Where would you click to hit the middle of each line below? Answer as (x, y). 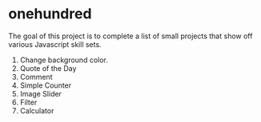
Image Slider (41, 93)
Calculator (37, 110)
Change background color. (64, 60)
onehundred (50, 14)
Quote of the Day (48, 68)
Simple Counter (46, 85)
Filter (28, 102)
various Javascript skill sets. (55, 44)
